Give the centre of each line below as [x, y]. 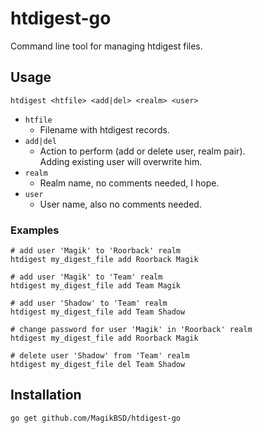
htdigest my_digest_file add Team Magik [96, 286]
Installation [46, 395]
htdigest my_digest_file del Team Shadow [98, 365]
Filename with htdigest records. [104, 129]
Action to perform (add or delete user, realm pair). [142, 151]
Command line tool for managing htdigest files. [106, 46]
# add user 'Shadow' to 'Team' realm [89, 303]
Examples [35, 230]
